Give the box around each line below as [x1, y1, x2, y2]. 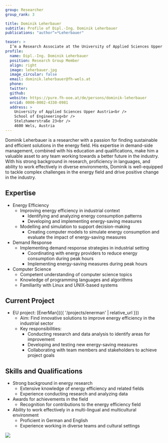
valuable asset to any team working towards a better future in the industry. [5, 153, 159, 159]
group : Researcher [5, 7, 44, 13]
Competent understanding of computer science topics [20, 271, 132, 277]
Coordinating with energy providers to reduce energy [27, 250, 138, 256]
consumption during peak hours [27, 255, 94, 261]
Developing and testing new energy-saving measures [27, 342, 138, 348]
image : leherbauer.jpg [10, 67, 57, 73]
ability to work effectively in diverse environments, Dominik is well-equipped [5, 163, 163, 169]
